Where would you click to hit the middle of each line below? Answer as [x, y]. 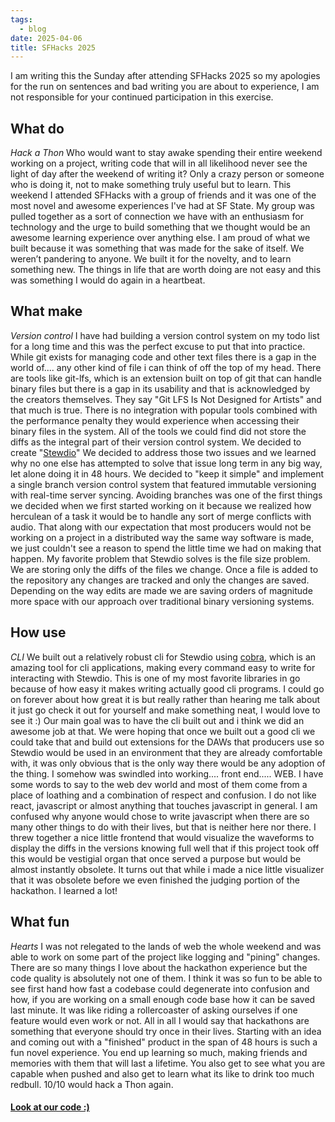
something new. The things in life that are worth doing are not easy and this [166, 270]
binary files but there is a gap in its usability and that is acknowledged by [160, 388]
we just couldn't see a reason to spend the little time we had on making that [166, 548]
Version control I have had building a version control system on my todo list [165, 335]
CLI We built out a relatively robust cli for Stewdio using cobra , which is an [163, 657]
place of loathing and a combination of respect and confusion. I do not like [163, 795]
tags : [21, 19]
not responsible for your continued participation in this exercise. [142, 97]
